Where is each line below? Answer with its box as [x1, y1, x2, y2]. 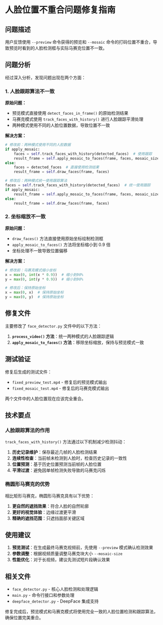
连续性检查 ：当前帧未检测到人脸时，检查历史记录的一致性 [12, 455, 127, 461]
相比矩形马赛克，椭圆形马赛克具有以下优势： [5, 493, 95, 499]
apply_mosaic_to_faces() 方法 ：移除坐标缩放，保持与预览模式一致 [12, 339, 144, 345]
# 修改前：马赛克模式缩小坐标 [5, 268, 57, 273]
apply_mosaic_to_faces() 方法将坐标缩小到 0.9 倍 [12, 242, 111, 247]
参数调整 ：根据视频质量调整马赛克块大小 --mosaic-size [12, 551, 123, 556]
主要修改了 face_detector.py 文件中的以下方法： [5, 323, 102, 329]
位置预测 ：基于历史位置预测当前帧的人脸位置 [12, 461, 102, 467]
